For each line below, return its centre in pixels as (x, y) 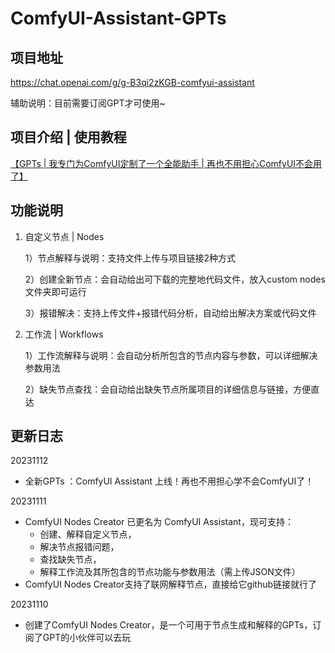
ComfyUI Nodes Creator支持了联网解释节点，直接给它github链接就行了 (171, 584)
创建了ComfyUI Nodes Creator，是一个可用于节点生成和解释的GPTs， (168, 625)
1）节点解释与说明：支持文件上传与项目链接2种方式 (130, 258)
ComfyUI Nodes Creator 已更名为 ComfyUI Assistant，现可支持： (159, 522)
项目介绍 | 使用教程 (68, 137)
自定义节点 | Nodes (64, 236)
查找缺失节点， (70, 559)
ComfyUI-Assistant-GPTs (118, 18)
